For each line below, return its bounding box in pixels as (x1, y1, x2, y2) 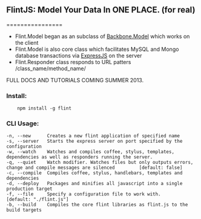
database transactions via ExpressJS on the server (15, 51, 142, 59)
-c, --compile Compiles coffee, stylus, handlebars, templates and (6, 170, 183, 176)
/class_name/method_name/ (15, 65, 87, 72)
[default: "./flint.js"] (6, 197, 69, 203)
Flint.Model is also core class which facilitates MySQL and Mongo (15, 45, 179, 53)
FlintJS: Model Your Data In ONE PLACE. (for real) (6, 5, 196, 15)
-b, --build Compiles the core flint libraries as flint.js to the (6, 202, 188, 208)
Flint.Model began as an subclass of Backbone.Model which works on (15, 33, 190, 40)
